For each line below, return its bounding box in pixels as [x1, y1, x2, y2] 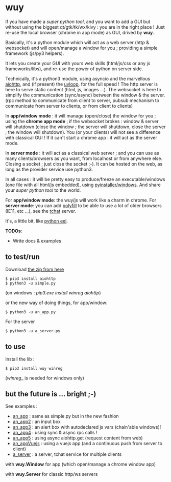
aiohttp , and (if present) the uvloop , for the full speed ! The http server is [5, 81, 158, 87]
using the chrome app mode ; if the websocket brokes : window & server [5, 118, 159, 124]
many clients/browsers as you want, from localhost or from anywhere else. [5, 155, 162, 162]
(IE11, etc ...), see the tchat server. [5, 208, 77, 214]
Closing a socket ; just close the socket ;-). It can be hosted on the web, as [5, 160, 163, 167]
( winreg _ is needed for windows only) [5, 375, 84, 381]
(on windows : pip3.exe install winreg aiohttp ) [5, 289, 101, 296]
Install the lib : [5, 356, 35, 362]
